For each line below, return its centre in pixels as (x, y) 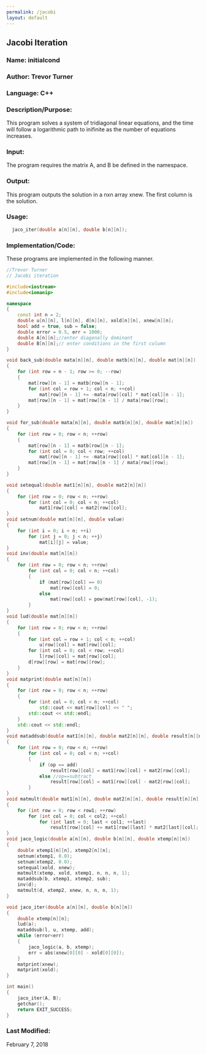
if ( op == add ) (59, 765)
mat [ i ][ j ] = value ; (64, 542)
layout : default (27, 18)
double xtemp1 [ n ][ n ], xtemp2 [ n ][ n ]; (64, 850)
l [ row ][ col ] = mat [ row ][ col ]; (78, 657)
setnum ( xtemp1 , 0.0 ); (45, 856)
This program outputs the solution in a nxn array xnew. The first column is (100, 195)
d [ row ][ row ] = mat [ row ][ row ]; (67, 662)
